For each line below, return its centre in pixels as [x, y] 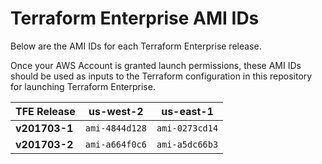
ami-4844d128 [115, 128]
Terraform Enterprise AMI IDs [135, 18]
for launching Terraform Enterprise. [83, 86]
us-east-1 [187, 111]
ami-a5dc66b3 [187, 144]
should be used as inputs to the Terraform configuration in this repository [161, 76]
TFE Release [45, 111]
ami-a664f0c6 [115, 144]
